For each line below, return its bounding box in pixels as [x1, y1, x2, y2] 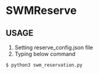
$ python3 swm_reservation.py [5, 62, 83, 68]
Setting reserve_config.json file [14, 44, 94, 51]
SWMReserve [5, 4, 77, 18]
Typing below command [14, 50, 76, 58]
